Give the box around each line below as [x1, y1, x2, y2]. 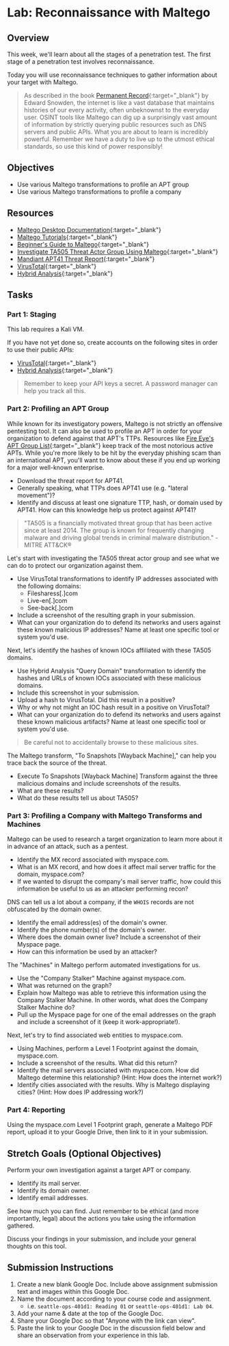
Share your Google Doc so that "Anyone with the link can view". [16, 1317, 196, 1325]
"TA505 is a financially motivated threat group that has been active [23, 519, 212, 527]
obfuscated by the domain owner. [7, 905, 103, 913]
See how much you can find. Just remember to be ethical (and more [7, 1207, 200, 1215]
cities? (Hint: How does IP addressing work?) [16, 1088, 144, 1096]
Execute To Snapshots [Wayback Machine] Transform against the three [16, 772, 218, 780]
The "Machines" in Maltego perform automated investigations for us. [7, 960, 200, 969]
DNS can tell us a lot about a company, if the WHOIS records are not [7, 897, 194, 906]
